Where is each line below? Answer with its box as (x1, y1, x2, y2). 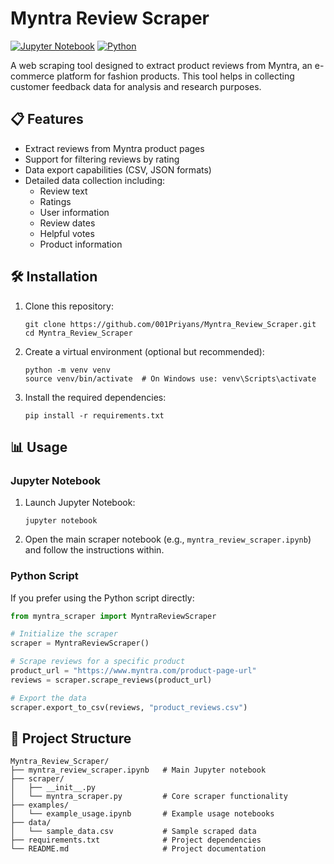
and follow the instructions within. (24, 544, 165, 556)
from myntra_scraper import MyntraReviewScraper (10, 611, 217, 621)
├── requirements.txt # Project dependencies (10, 835, 262, 846)
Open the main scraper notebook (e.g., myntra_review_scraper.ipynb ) (24, 533, 312, 546)
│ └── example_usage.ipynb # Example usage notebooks (10, 809, 275, 819)
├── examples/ (10, 800, 70, 811)
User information (39, 206, 110, 218)
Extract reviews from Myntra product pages (24, 142, 205, 154)
